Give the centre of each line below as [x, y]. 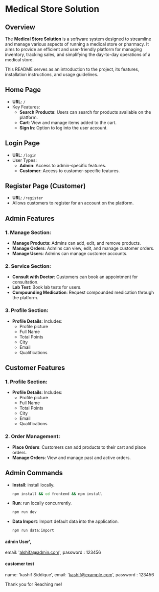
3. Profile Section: [27, 310]
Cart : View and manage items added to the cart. [68, 122]
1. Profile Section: [26, 382]
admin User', [18, 541]
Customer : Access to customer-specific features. [69, 171]
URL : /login [24, 155]
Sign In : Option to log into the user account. [63, 128]
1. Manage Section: [28, 232]
